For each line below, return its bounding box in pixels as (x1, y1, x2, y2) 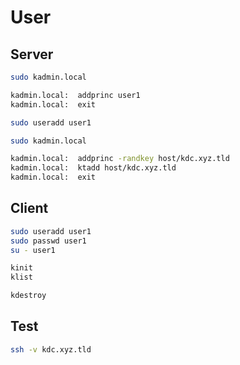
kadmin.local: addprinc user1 (10, 90, 141, 100)
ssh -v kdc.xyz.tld (10, 344, 92, 355)
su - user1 (10, 245, 56, 255)
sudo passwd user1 (10, 236, 87, 246)
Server (10, 46, 54, 63)
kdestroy (10, 291, 47, 301)
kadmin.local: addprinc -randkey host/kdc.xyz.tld (10, 154, 230, 164)
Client (10, 200, 49, 217)
